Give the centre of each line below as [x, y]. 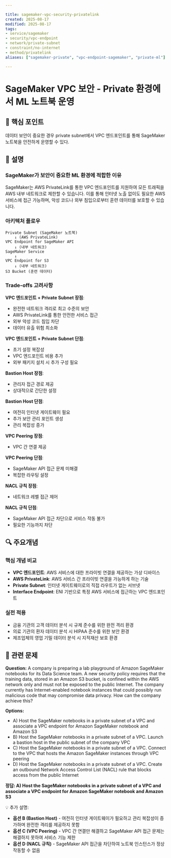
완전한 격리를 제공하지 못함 [53, 824]
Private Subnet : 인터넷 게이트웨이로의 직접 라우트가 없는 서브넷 [76, 585]
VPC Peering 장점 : [25, 436]
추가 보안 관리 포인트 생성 [38, 418]
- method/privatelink [28, 52]
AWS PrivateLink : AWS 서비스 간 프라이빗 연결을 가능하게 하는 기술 [81, 579]
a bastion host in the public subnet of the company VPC [71, 742]
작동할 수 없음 [26, 850]
